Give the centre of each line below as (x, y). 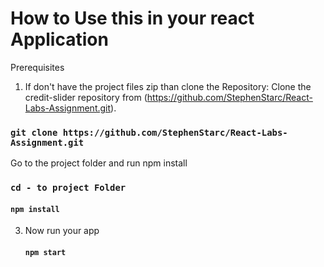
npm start (45, 252)
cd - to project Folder (68, 188)
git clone (34, 132)
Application (59, 39)
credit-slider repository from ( (86, 97)
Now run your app (62, 231)
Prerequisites (37, 67)
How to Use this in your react (132, 18)
